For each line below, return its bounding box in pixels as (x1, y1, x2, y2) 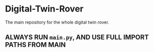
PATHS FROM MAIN (5, 41, 66, 49)
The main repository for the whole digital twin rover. (5, 19, 110, 25)
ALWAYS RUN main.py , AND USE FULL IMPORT (5, 33, 149, 41)
